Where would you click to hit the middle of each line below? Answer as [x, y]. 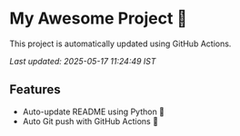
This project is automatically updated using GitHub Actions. [120, 44]
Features [35, 90]
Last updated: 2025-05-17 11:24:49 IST [83, 61]
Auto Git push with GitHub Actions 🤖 [90, 121]
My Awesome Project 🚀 [99, 19]
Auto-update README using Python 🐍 [94, 112]
